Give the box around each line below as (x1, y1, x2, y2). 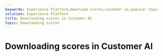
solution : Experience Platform (5, 11, 68, 16)
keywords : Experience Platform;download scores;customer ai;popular (5, 7, 147, 12)
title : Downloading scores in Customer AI (5, 16, 92, 21)
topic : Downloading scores (5, 20, 60, 25)
